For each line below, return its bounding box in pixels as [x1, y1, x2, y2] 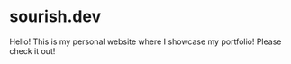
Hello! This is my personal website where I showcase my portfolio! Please [9, 36, 282, 47]
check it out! [9, 45, 56, 56]
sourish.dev [9, 6, 102, 27]
